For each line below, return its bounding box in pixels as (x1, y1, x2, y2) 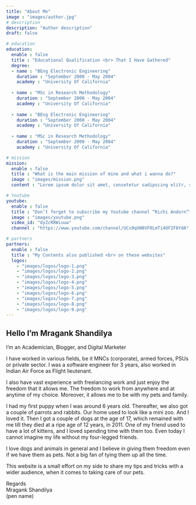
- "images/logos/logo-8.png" (16, 301, 87, 307)
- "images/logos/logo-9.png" (16, 307, 87, 312)
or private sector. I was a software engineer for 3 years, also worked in (6, 361, 176, 369)
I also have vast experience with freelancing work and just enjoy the (6, 379, 170, 386)
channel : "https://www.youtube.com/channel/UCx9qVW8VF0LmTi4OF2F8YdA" (11, 225, 190, 231)
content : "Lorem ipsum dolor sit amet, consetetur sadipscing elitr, (11, 182, 187, 188)
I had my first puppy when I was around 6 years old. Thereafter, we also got (6, 403, 188, 410)
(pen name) (6, 493, 34, 500)
